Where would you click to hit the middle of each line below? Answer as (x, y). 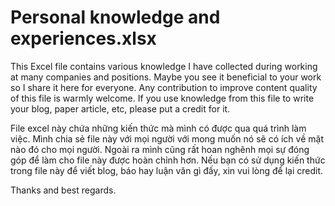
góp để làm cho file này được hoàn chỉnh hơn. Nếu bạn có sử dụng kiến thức (168, 160)
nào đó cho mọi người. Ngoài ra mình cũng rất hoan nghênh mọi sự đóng (160, 149)
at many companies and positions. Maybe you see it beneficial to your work (166, 77)
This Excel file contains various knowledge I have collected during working (164, 66)
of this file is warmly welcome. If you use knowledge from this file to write (162, 98)
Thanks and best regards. (63, 190)
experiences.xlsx (83, 38)
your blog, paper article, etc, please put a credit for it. (120, 108)
